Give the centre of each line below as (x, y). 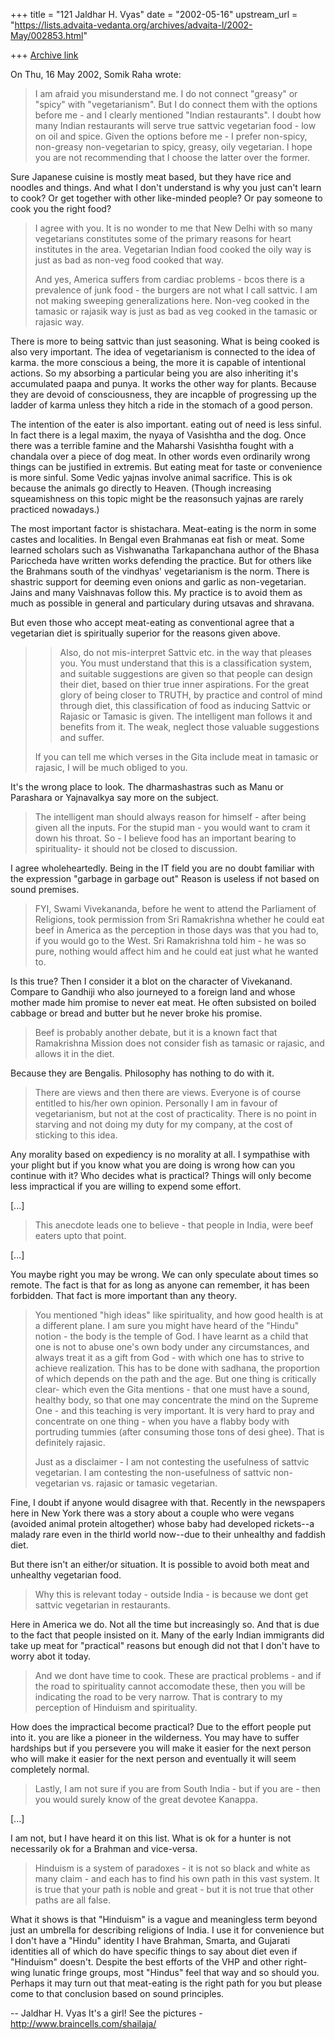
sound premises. (45, 889)
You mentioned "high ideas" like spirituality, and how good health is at (179, 1315)
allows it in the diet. (74, 1053)
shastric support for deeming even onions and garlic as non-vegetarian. (158, 582)
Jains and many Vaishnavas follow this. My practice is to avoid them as (156, 592)
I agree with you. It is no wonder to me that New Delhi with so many (173, 228)
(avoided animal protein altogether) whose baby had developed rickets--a (162, 1523)
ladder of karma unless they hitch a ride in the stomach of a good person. (161, 405)
